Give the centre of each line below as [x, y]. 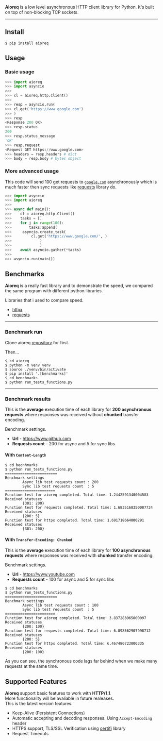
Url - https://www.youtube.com [43, 574]
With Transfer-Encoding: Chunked [39, 539]
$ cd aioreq [17, 361]
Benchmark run [24, 332]
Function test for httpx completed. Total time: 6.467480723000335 [75, 644]
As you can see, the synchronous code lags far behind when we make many [81, 661]
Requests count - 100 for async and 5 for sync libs [63, 579]
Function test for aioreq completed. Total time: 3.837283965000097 [76, 618]
